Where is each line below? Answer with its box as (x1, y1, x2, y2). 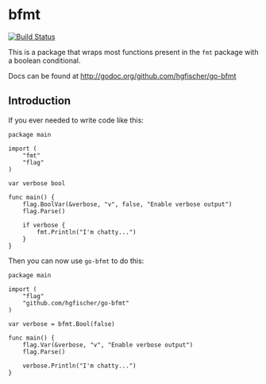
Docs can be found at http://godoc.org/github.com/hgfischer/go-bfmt (8, 71, 237, 80)
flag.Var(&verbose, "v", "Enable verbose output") (22, 340, 194, 349)
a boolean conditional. (8, 56, 81, 65)
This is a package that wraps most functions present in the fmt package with (8, 47, 259, 56)
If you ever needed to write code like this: (8, 115, 145, 125)
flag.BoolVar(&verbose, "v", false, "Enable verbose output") (22, 200, 233, 208)
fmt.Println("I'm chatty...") (37, 228, 137, 236)
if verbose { (22, 221, 66, 229)
